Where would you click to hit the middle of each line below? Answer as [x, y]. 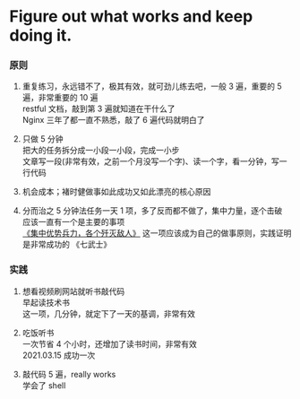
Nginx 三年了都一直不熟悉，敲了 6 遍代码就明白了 [113, 120]
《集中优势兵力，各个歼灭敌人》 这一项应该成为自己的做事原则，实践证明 [157, 233]
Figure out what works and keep [131, 17]
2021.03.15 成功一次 [59, 355]
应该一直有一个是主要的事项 [73, 222]
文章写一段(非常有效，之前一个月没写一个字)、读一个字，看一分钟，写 [151, 161]
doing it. [41, 35]
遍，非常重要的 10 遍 [60, 98]
